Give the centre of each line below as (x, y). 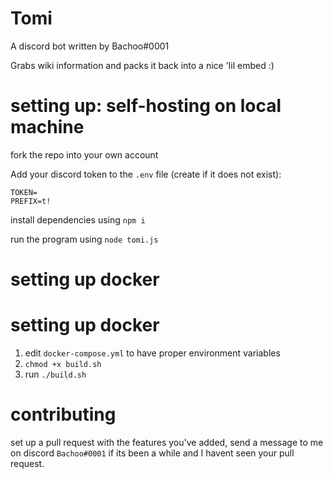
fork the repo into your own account (84, 154)
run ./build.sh (55, 374)
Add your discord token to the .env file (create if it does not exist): (146, 174)
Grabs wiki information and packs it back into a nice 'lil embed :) (142, 65)
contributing (63, 414)
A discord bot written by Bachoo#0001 (90, 46)
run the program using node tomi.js (84, 239)
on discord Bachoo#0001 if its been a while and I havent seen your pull (152, 453)
